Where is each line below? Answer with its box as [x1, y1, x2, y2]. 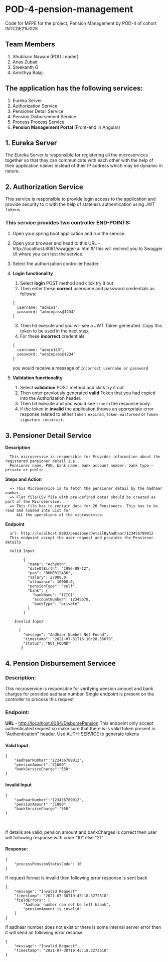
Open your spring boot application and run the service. [12, 230, 126, 237]
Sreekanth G [12, 64, 39, 70]
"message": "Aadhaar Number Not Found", [23, 632, 109, 637]
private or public [5, 468, 44, 473]
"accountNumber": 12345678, [32, 597, 91, 602]
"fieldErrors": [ [14, 898, 51, 903]
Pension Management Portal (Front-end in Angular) [12, 124, 120, 130]
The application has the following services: [5, 84, 143, 93]
